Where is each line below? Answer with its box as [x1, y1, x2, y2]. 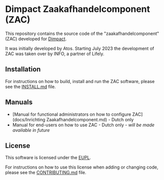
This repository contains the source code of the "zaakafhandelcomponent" [5, 30, 160, 36]
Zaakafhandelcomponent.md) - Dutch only [46, 116, 134, 122]
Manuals [5, 98, 33, 106]
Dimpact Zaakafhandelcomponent [5, 3, 151, 15]
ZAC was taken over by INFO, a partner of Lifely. [5, 51, 105, 57]
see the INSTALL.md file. [5, 84, 56, 90]
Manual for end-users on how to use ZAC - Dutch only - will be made [12, 122, 155, 128]
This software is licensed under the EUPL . [5, 155, 91, 161]
